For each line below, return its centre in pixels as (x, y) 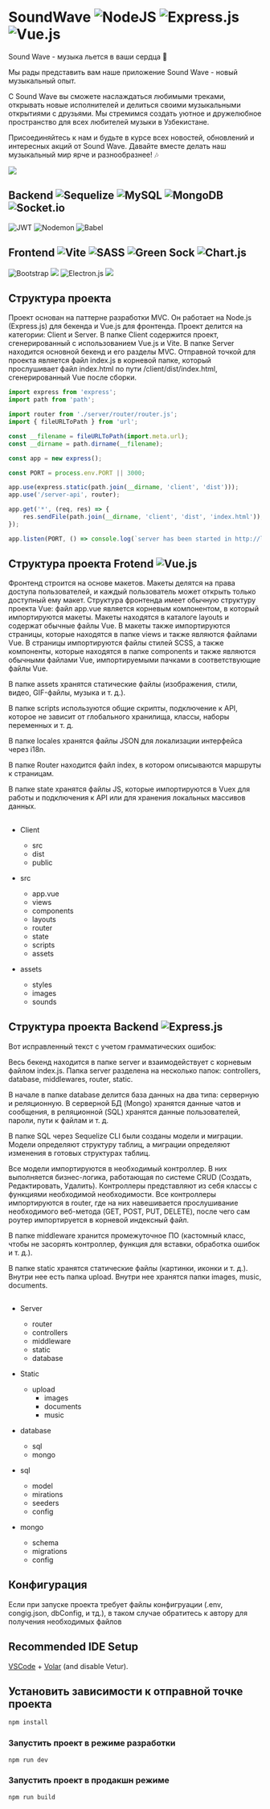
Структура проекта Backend (84, 1027)
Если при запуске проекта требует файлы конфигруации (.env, (116, 1604)
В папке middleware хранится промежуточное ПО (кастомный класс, (127, 1235)
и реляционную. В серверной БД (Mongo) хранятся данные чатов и (125, 1103)
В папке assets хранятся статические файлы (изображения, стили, (123, 685)
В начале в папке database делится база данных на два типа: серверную (134, 1095)
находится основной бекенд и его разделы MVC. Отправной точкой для (132, 352)
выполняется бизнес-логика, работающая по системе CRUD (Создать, (130, 1177)
